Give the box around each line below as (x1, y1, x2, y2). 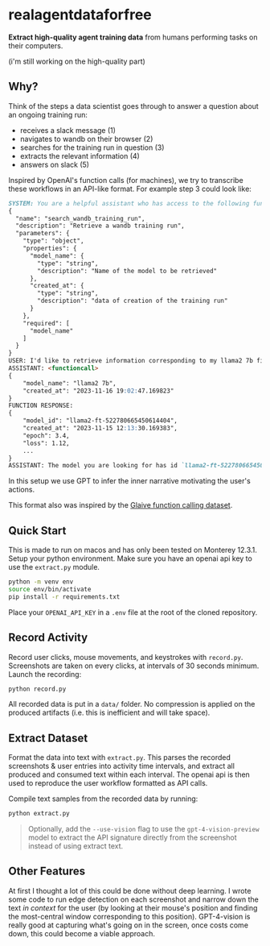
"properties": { (22, 244, 78, 252)
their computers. (8, 40, 63, 50)
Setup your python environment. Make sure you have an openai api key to (8, 554, 253, 563)
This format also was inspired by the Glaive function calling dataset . (8, 500, 233, 510)
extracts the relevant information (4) (19, 151, 141, 160)
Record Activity (8, 631, 88, 645)
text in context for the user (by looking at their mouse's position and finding (8, 902, 258, 912)
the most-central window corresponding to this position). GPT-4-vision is (8, 911, 251, 921)
